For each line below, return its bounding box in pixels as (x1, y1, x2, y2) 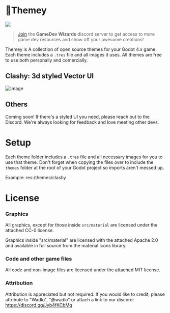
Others (5, 100, 28, 109)
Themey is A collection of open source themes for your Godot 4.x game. (5, 46, 157, 52)
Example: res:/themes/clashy (5, 174, 66, 180)
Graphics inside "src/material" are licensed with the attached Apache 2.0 (5, 237, 158, 243)
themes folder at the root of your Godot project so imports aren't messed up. (5, 164, 164, 170)
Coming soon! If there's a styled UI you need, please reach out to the (5, 113, 150, 120)
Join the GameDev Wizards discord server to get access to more (17, 31, 155, 37)
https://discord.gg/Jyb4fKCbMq (5, 302, 72, 308)
